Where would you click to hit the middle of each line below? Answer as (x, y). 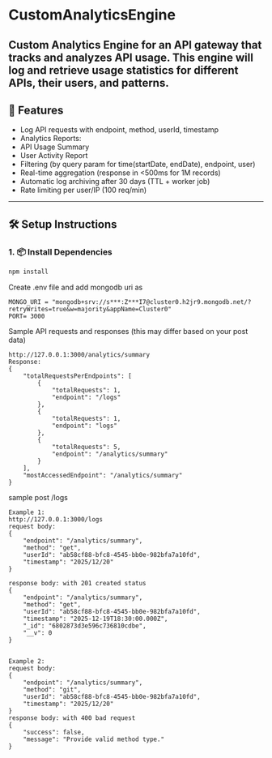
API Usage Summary (55, 147)
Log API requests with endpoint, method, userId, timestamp (119, 130)
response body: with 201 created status (78, 583)
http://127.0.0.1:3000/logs (56, 519)
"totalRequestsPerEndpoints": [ (77, 376)
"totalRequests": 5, (86, 447)
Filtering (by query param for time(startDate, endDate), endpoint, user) (138, 165)
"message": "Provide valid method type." (93, 739)
